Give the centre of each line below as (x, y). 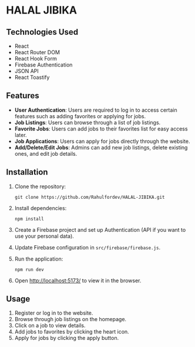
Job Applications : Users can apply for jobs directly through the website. (102, 141)
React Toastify (32, 77)
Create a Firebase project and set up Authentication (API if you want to (100, 229)
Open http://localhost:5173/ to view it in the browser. (78, 281)
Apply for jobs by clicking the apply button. (67, 338)
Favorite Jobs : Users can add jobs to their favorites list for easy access (101, 129)
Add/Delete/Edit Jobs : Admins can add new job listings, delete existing (101, 147)
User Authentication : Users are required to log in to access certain (96, 110)
